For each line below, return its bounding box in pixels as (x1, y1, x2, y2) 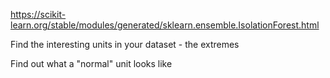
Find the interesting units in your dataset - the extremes (10, 39, 240, 50)
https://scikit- (10, 9, 67, 20)
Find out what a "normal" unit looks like (10, 58, 173, 69)
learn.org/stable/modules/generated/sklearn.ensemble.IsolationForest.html (10, 19, 320, 31)
